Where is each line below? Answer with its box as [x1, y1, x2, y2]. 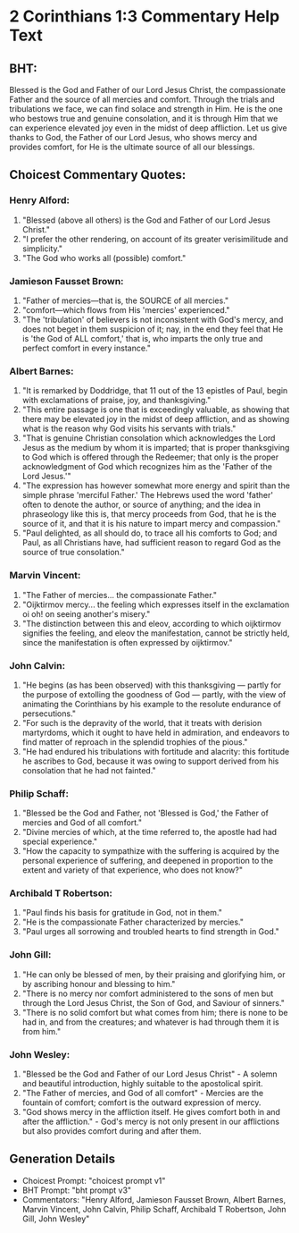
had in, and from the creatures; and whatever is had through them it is [21, 1017, 279, 1027]
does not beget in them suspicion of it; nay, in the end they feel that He [21, 324, 284, 334]
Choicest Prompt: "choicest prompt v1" [21, 1175, 166, 1186]
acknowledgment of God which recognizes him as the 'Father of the [21, 461, 272, 472]
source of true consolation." [21, 547, 125, 558]
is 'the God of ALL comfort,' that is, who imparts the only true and [21, 333, 263, 343]
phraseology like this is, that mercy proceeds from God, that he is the [21, 509, 277, 519]
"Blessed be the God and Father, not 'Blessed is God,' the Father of [21, 807, 270, 819]
